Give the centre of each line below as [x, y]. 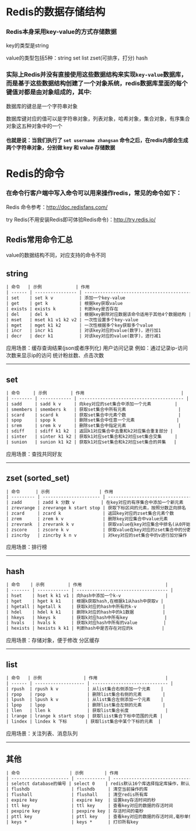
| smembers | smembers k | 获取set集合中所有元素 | [94, 409]
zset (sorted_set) [38, 478]
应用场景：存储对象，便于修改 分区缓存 [53, 640]
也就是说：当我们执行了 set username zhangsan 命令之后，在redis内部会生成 [97, 140]
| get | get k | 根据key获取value [64, 304]
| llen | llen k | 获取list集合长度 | [87, 711]
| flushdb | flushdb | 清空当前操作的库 [77, 789]
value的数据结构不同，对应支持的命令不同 [56, 255]
